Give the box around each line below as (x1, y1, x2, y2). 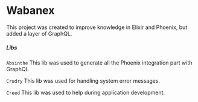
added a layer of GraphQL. (6, 30, 72, 37)
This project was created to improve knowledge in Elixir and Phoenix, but (6, 24, 188, 31)
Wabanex (6, 4, 55, 18)
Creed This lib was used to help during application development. (6, 89, 165, 96)
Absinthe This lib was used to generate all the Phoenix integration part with (6, 59, 193, 66)
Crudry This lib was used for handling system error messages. (6, 77, 161, 84)
